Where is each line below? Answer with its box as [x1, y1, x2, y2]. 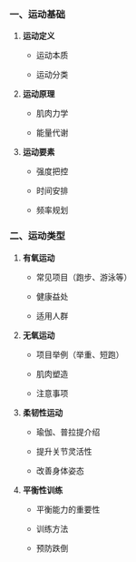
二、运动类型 [9, 230, 66, 242]
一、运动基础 [9, 7, 66, 20]
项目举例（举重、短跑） [35, 349, 124, 360]
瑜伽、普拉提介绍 [35, 426, 101, 437]
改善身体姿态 [35, 465, 84, 475]
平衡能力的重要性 [35, 504, 101, 515]
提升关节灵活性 [35, 445, 92, 456]
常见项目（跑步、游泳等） [35, 271, 132, 282]
